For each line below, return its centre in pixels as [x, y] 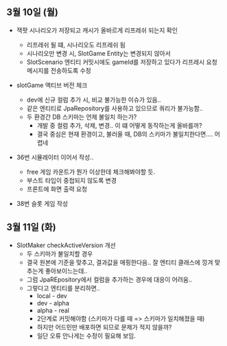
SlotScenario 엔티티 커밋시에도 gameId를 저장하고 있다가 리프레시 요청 [122, 62]
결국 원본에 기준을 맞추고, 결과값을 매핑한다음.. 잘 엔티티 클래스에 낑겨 [120, 262]
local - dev [52, 296]
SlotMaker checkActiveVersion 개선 [66, 245]
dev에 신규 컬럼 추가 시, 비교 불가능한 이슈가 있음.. [94, 100]
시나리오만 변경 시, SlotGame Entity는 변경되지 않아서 [98, 53]
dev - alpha [53, 303]
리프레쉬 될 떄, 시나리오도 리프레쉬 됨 [76, 45]
